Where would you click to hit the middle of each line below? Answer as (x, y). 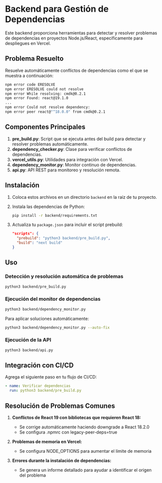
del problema (33, 475)
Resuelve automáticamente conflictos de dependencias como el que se (77, 70)
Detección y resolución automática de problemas (64, 276)
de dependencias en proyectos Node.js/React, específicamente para (74, 38)
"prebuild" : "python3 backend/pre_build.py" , (63, 238)
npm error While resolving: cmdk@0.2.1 (45, 94)
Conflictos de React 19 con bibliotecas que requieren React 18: (76, 418)
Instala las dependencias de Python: (48, 207)
